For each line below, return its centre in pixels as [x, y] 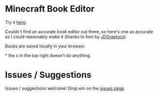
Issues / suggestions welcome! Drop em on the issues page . [65, 88]
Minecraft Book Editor [50, 9]
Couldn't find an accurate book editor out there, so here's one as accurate [79, 31]
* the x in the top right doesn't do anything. [48, 55]
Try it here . [16, 22]
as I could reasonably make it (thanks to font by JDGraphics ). [66, 37]
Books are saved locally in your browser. [45, 46]
